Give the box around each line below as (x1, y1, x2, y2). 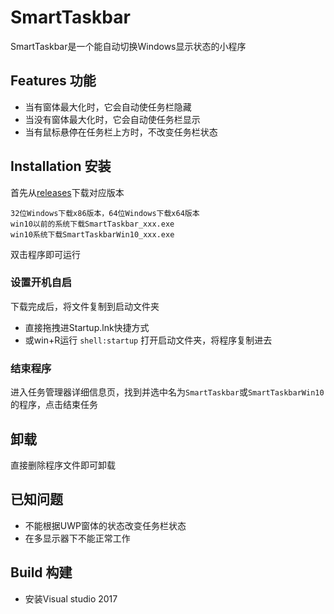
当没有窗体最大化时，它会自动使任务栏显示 (24, 113, 201, 125)
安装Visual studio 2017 (24, 592, 118, 605)
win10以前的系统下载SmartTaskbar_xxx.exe (10, 219, 175, 229)
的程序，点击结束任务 (10, 399, 98, 411)
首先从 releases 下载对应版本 (10, 186, 125, 198)
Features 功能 (10, 72, 97, 90)
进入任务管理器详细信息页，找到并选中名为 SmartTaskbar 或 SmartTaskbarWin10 (10, 386, 325, 398)
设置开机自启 (10, 276, 73, 290)
